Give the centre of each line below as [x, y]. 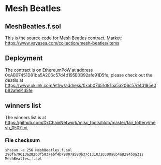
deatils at [14, 80]
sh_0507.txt [16, 127]
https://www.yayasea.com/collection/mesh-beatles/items [62, 43]
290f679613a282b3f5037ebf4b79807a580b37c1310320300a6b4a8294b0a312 [74, 154]
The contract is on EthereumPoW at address [49, 70]
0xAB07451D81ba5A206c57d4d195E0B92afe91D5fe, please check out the [79, 75]
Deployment [24, 58]
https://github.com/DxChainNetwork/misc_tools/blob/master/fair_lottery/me [80, 122]
